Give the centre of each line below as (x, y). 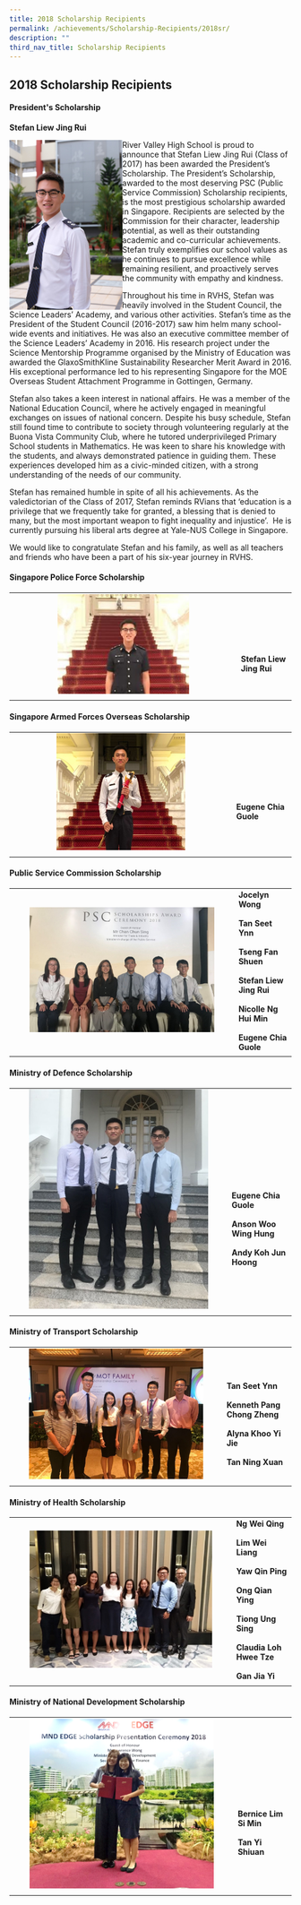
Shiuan (251, 1852)
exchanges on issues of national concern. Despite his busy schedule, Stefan (150, 418)
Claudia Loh (259, 1648)
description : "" (39, 38)
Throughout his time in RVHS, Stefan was (198, 295)
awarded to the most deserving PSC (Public (203, 183)
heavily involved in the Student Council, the (202, 305)
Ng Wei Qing (260, 1524)
